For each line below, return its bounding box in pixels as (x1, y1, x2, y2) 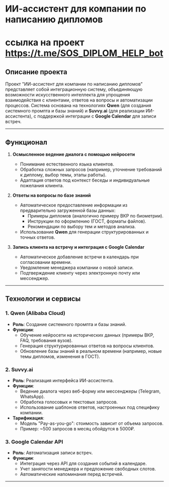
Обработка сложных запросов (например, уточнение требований (20, 167, 162, 172)
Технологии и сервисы (5, 295, 81, 303)
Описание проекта (5, 68, 67, 76)
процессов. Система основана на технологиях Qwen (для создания (5, 102, 152, 109)
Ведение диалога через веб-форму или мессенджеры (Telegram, (20, 388, 161, 394)
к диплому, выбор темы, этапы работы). (20, 172, 107, 178)
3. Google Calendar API (5, 438, 63, 445)
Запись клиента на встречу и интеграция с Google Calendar (12, 244, 145, 250)
